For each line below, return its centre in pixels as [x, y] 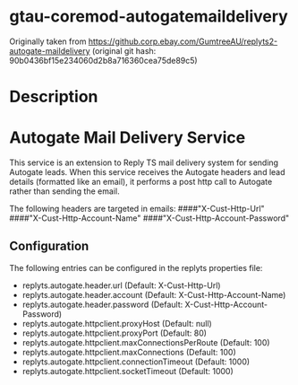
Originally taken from [48, 41]
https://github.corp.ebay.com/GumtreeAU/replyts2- [183, 41]
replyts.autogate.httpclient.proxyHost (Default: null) [117, 323]
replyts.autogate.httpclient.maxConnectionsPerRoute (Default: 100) [146, 342]
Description [54, 97]
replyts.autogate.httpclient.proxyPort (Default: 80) [115, 333]
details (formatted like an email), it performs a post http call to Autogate [141, 182]
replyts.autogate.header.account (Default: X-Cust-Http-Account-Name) [154, 294]
